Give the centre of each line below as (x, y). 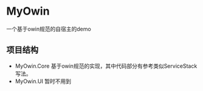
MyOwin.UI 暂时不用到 (43, 81)
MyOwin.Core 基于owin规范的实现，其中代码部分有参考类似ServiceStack (106, 66)
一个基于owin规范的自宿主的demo (49, 29)
